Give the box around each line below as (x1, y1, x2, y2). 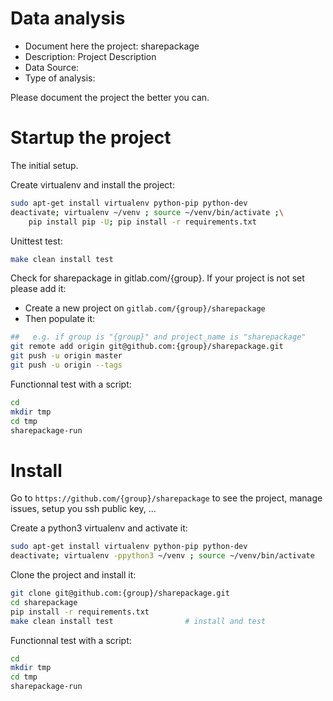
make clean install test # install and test (10, 616, 267, 626)
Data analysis (10, 7, 126, 30)
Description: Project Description (24, 50, 157, 62)
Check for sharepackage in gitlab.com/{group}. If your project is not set (10, 272, 305, 284)
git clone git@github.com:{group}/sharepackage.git (10, 588, 230, 599)
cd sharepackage (10, 597, 78, 607)
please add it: (10, 283, 67, 295)
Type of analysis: (24, 72, 96, 84)
